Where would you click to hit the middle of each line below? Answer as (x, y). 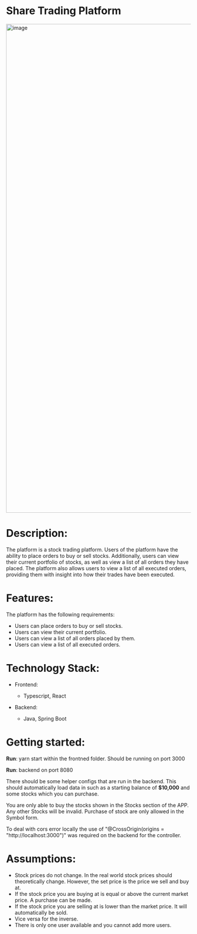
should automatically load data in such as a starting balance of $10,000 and (98, 787)
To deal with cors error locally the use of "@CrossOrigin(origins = (85, 829)
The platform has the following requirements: (60, 614)
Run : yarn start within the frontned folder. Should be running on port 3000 (96, 759)
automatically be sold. (41, 912)
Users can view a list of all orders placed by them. (75, 638)
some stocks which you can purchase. (52, 794)
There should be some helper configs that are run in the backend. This (91, 781)
